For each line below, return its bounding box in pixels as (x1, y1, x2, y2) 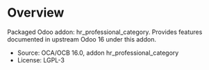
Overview (7, 5, 65, 21)
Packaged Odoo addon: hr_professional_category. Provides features (7, 28, 203, 36)
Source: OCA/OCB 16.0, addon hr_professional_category (17, 49, 179, 57)
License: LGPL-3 (17, 55, 65, 64)
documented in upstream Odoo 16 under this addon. (7, 35, 156, 43)
